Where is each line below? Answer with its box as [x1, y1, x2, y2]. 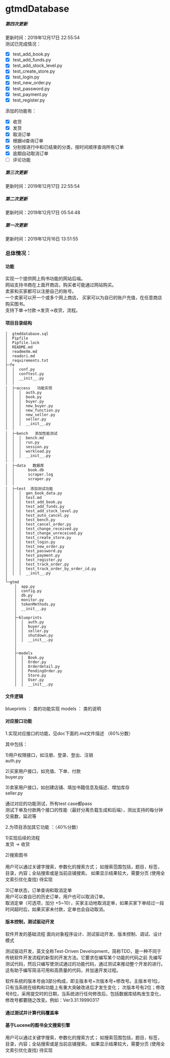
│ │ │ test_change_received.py [5, 526, 79, 531]
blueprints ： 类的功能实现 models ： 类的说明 [5, 706, 101, 712]
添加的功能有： [5, 108, 37, 114]
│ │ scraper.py [5, 476, 51, 482]
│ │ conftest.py [5, 371, 44, 376]
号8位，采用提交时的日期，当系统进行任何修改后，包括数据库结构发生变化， [5, 991, 164, 997]
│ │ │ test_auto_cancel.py [5, 513, 70, 518]
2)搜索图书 [5, 852, 28, 858]
